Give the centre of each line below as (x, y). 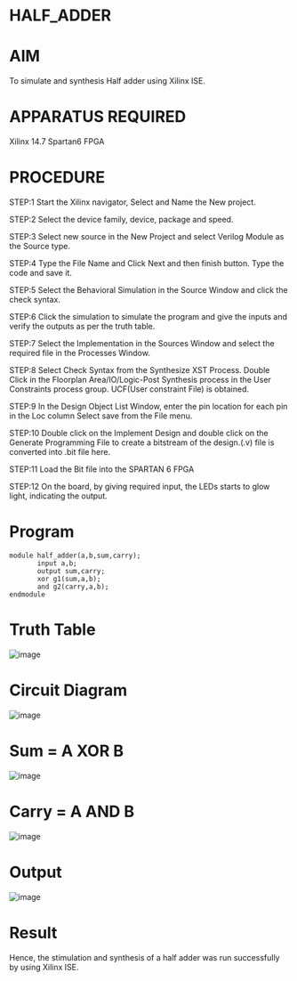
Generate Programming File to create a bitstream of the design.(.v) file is (142, 442)
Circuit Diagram (68, 690)
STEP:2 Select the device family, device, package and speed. (121, 219)
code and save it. (41, 273)
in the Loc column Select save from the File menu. (101, 416)
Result (33, 932)
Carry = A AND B (72, 811)
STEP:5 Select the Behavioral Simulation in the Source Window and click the (148, 290)
